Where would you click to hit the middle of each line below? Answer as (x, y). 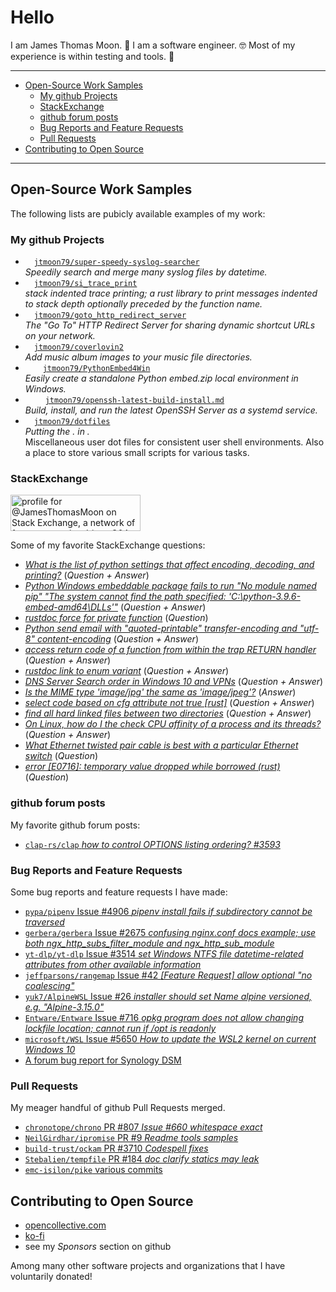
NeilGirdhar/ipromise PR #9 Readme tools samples (131, 1138)
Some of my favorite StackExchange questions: (108, 545)
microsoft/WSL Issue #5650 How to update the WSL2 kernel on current (170, 1038)
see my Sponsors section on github (98, 1247)
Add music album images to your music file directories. (138, 357)
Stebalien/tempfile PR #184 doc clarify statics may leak (142, 1159)
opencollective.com (65, 1225)
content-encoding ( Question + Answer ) (117, 639)
